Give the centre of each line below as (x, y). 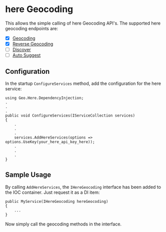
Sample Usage (28, 175)
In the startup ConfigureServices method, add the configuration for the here (83, 83)
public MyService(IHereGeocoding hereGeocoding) (57, 201)
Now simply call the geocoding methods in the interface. (63, 224)
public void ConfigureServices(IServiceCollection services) (70, 115)
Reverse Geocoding (33, 44)
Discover (21, 50)
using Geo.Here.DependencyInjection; (44, 98)
